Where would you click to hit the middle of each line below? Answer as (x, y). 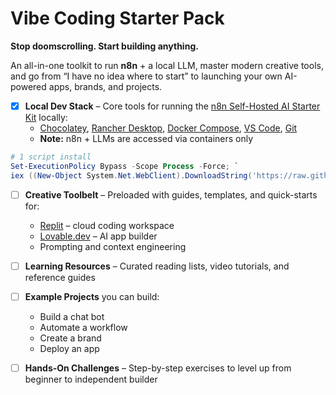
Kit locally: (46, 117)
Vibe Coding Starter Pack (117, 18)
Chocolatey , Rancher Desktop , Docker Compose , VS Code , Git (168, 128)
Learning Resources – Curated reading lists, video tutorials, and (157, 266)
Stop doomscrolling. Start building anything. (104, 46)
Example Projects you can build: (92, 296)
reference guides (60, 277)
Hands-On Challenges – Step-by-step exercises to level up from (158, 368)
